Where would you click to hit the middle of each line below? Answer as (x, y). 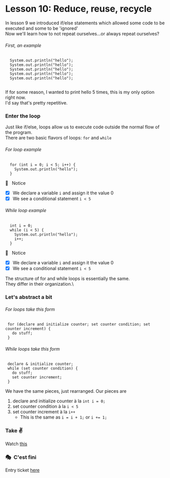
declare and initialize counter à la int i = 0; (59, 401)
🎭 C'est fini (21, 457)
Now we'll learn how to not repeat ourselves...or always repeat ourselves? (82, 33)
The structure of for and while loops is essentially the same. (68, 279)
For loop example (23, 150)
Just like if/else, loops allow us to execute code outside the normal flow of (82, 127)
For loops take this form (30, 309)
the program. (19, 132)
